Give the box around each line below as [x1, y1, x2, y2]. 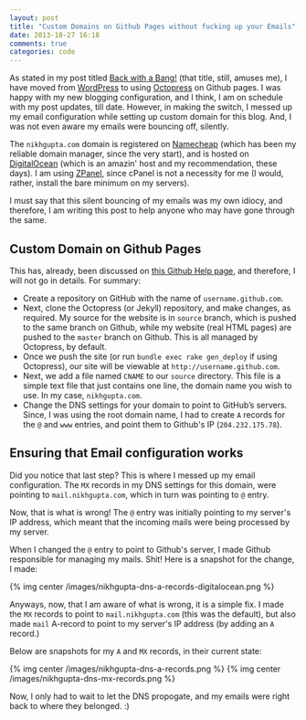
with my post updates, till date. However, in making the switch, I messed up [9, 101, 292, 112]
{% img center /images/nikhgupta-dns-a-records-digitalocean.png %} [9, 581, 275, 592]
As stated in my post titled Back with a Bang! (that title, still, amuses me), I [9, 72, 288, 83]
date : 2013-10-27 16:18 [9, 30, 100, 39]
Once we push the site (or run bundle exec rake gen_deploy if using [22, 351, 278, 362]
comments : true [9, 38, 68, 48]
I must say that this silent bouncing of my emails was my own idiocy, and [9, 196, 283, 206]
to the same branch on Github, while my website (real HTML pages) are [22, 322, 292, 333]
